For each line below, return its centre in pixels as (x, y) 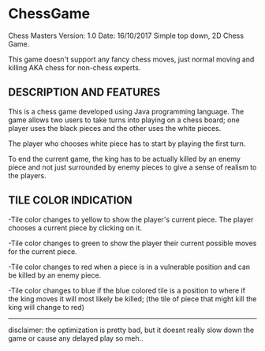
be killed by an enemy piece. (55, 275)
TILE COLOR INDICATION (70, 201)
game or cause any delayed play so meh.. (76, 338)
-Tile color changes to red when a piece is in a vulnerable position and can (129, 267)
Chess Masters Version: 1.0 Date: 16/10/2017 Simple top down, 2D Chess (126, 35)
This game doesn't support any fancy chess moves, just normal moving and (131, 59)
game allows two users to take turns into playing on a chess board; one (124, 120)
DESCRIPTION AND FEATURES (84, 93)
